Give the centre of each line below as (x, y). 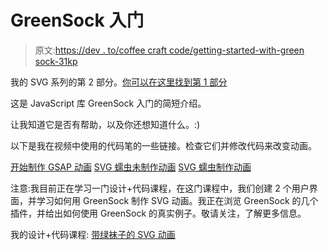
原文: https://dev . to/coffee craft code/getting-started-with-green (169, 50)
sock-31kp (56, 61)
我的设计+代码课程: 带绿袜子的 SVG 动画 (93, 234)
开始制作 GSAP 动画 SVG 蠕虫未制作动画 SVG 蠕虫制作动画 (131, 167)
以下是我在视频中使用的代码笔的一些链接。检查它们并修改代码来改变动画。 (163, 145)
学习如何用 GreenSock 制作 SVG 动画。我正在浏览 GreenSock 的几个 (177, 200)
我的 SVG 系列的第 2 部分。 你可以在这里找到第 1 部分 (119, 82)
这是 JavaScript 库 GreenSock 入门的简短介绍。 (108, 103)
